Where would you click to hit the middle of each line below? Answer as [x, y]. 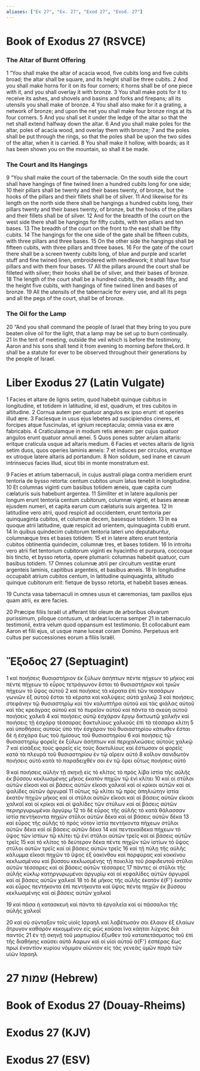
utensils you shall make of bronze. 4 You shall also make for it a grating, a [96, 105]
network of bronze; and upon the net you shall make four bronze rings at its [99, 111]
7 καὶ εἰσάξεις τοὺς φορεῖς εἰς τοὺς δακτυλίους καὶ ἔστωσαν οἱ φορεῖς [95, 748]
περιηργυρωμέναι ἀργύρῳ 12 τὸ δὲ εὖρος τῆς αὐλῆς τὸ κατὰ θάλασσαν [96, 810]
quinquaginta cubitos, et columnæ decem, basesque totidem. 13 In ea [92, 519]
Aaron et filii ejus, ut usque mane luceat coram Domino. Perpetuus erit [93, 631]
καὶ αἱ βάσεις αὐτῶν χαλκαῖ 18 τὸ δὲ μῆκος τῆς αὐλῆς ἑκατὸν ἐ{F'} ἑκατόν [99, 880]
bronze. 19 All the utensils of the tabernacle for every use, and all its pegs [96, 292]
